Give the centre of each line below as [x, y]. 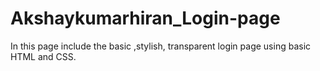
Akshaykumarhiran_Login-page [145, 18]
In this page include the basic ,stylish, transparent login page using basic [161, 46]
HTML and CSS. [43, 56]
